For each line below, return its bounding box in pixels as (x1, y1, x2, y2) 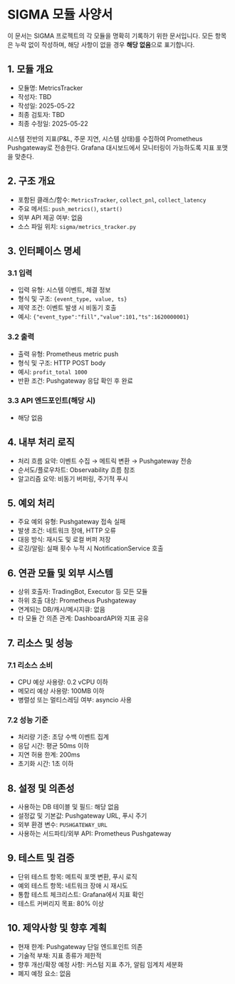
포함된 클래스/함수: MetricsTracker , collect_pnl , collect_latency (17, 195, 207, 204)
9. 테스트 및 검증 (7, 852, 75, 864)
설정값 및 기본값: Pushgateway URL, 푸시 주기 (17, 811, 147, 820)
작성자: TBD (17, 92, 52, 101)
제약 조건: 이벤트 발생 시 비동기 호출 (17, 304, 117, 312)
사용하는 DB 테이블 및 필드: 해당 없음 (17, 803, 120, 811)
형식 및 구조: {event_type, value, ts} (17, 294, 127, 303)
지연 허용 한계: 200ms (17, 750, 80, 759)
